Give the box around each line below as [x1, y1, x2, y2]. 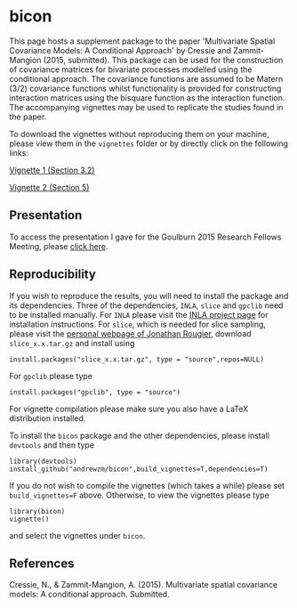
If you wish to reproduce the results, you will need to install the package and [9, 290, 289, 301]
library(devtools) [9, 457, 77, 466]
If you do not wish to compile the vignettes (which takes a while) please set [9, 480, 285, 490]
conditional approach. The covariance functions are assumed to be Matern [9, 73, 284, 84]
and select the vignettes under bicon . [9, 530, 146, 540]
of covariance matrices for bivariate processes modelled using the [9, 64, 253, 75]
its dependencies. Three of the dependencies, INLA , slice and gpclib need [9, 300, 284, 311]
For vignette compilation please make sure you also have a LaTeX [9, 403, 249, 414]
